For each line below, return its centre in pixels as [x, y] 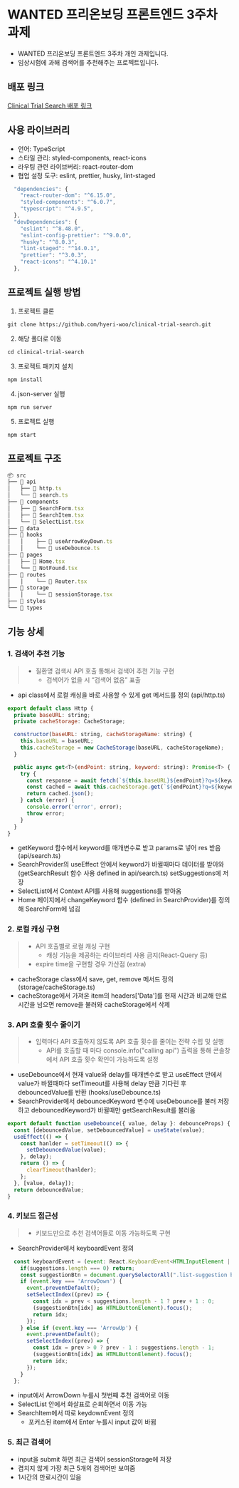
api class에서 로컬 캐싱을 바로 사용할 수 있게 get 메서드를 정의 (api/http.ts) [121, 695]
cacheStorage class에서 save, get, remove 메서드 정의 [96, 979]
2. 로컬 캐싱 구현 [34, 929]
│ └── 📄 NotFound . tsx [43, 568]
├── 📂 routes [27, 574]
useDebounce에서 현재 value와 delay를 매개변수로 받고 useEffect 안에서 [120, 1074]
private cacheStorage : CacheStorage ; [70, 722]
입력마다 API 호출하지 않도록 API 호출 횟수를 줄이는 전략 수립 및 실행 [129, 1041]
